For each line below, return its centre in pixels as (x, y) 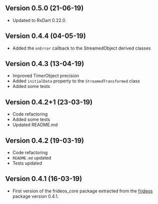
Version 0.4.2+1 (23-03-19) (49, 102)
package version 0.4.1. (35, 196)
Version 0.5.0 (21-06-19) (44, 8)
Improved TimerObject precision (45, 76)
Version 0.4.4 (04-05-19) (45, 36)
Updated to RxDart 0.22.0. (39, 20)
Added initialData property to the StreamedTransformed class (76, 81)
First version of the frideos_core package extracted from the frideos (82, 191)
